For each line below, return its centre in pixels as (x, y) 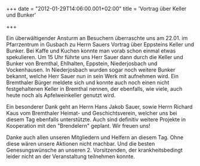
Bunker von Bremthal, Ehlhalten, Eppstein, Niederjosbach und (82, 63)
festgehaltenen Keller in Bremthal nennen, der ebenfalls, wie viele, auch (94, 89)
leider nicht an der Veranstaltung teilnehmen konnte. (71, 156)
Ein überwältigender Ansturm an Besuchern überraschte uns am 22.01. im (97, 38)
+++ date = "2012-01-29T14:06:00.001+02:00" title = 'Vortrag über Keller (96, 9)
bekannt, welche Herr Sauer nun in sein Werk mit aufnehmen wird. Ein (93, 76)
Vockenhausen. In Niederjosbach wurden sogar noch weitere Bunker (91, 70)
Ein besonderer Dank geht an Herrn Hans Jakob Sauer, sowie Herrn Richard (99, 107)
